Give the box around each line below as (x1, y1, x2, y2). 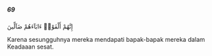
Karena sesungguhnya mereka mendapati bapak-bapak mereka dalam (7, 35, 205, 43)
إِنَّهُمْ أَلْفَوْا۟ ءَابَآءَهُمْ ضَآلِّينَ (7, 22, 73, 30)
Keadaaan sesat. (7, 43, 54, 51)
